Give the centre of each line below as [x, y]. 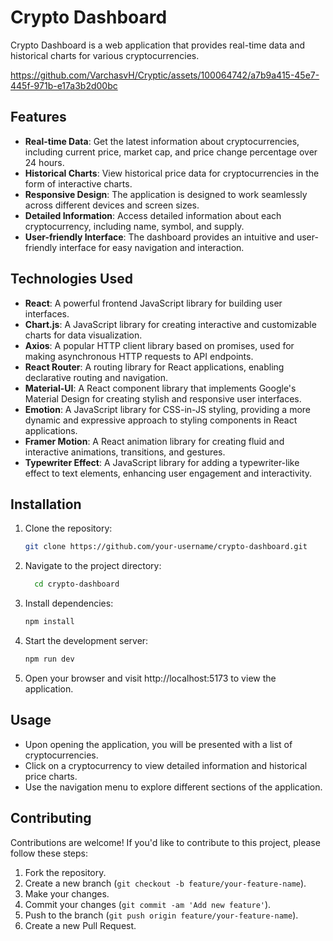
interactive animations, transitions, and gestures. [125, 452]
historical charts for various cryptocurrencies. [105, 55]
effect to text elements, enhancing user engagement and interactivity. [168, 473]
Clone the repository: [68, 528]
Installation [46, 504]
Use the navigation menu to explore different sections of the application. [173, 787]
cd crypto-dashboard [77, 584]
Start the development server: [86, 640]
